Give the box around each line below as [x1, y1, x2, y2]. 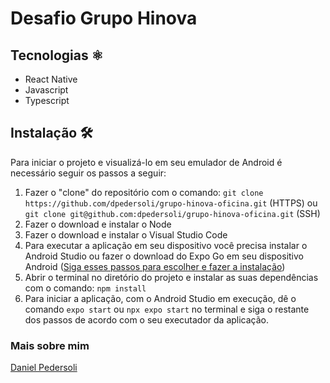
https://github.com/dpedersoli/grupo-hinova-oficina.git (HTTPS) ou [24, 197, 318, 209]
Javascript [24, 84, 69, 96]
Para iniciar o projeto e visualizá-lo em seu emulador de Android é [10, 156, 283, 168]
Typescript [24, 95, 70, 106]
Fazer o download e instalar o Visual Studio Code [24, 228, 228, 241]
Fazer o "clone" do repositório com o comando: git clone [24, 186, 264, 198]
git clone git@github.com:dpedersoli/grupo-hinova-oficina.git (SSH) [24, 207, 321, 219]
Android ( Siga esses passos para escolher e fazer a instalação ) [24, 260, 286, 272]
